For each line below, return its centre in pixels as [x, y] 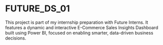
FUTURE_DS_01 [38, 9]
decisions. [16, 38]
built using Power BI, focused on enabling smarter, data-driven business [79, 33]
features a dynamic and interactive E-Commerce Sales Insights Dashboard [82, 27]
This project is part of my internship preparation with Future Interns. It [77, 22]
